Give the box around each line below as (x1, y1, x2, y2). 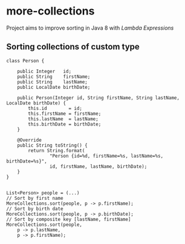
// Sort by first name (6, 195, 63, 201)
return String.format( (28, 147, 85, 153)
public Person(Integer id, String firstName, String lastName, (17, 95, 180, 101)
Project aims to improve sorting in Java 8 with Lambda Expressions (6, 24, 174, 31)
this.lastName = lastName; (28, 116, 99, 122)
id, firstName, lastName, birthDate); (49, 163, 148, 170)
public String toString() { (17, 142, 88, 149)
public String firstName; (17, 74, 91, 80)
